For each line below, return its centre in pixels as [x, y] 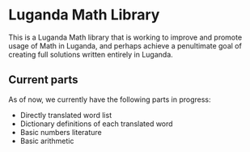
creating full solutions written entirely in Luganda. [91, 54]
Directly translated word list [66, 115]
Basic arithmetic [47, 141]
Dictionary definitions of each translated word [96, 124]
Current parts [43, 80]
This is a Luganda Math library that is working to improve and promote [125, 37]
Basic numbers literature [61, 132]
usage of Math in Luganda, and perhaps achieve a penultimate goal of [125, 45]
